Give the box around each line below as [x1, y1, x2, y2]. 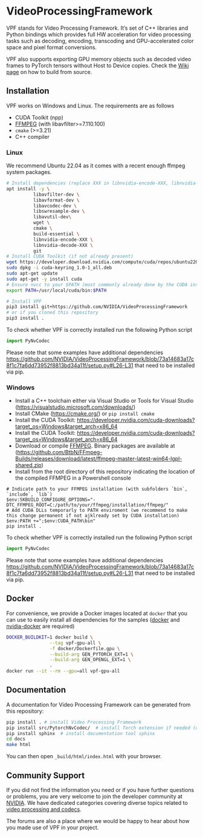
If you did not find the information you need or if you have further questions [6, 787, 195, 794]
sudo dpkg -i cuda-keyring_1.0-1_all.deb [6, 265, 112, 271]
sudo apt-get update [6, 271, 59, 277]
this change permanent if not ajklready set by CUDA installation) [6, 513, 180, 519]
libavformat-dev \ [33, 197, 80, 203]
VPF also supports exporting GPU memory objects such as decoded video [6, 55, 192, 62]
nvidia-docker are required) [6, 622, 75, 630]
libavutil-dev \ [33, 214, 71, 220]
